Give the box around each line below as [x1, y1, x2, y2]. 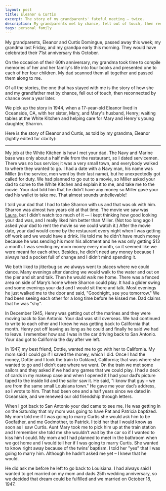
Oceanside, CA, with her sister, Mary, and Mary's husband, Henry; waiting [5, 110, 156, 116]
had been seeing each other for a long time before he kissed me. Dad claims [5, 295, 161, 301]
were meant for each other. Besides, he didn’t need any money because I [5, 249, 154, 255]
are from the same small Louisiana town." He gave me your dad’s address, [5, 383, 156, 389]
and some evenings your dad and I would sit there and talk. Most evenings [5, 285, 157, 291]
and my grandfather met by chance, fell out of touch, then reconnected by [5, 90, 157, 96]
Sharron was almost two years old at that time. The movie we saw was [5, 207, 149, 213]
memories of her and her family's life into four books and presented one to [5, 65, 157, 71]
